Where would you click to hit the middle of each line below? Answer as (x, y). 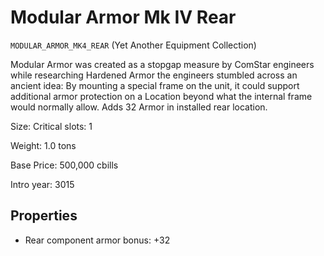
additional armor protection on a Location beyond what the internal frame (161, 96)
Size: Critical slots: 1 (51, 126)
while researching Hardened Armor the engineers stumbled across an (154, 75)
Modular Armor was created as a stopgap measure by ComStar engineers (162, 64)
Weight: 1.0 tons (43, 145)
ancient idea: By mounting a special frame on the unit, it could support (155, 85)
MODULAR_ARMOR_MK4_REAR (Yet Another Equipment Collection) (133, 45)
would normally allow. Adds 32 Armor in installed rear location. (139, 107)
